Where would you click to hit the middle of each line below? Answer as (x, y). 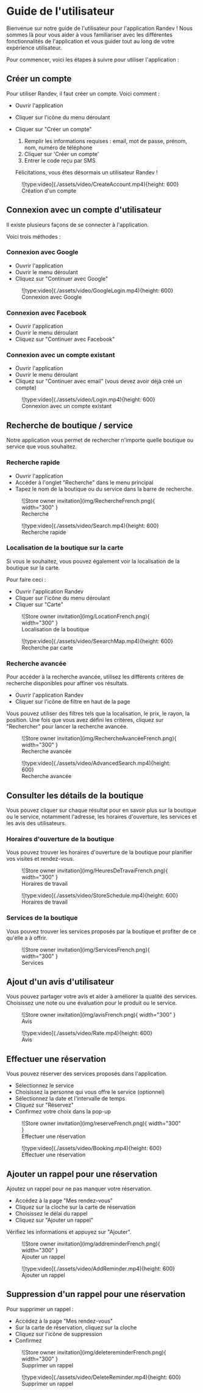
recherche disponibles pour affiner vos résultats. (67, 683)
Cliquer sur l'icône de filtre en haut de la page (73, 702)
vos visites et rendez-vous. (40, 859)
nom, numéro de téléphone (58, 147)
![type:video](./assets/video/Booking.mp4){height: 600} (92, 1148)
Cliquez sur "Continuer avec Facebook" (65, 339)
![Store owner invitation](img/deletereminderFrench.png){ (94, 1352)
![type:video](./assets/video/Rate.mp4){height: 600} (87, 1033)
